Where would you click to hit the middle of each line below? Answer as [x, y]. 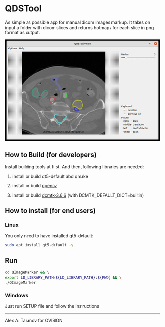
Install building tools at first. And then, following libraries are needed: [75, 167]
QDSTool [23, 9]
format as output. [23, 32]
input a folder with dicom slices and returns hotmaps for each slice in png [80, 27]
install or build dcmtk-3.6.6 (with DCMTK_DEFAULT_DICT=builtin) [78, 195]
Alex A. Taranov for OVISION [34, 320]
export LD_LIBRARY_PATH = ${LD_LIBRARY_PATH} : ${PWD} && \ [63, 278]
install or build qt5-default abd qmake [50, 176]
